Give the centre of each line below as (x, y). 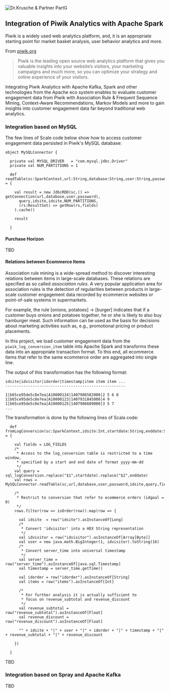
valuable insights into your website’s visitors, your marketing (80, 66)
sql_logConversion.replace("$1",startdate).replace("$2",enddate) (77, 475)
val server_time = (38, 559)
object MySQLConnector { (31, 153)
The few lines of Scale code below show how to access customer (74, 138)
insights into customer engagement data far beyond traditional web (75, 108)
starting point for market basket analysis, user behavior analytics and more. (84, 41)
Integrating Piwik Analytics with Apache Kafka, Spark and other (71, 86)
